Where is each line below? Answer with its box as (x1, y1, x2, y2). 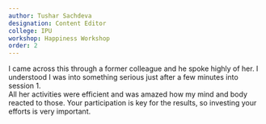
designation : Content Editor (8, 19, 107, 27)
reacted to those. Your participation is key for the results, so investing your (8, 98, 257, 108)
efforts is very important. (8, 106, 91, 117)
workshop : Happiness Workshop (8, 34, 111, 43)
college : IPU (8, 27, 53, 35)
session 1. (8, 81, 42, 91)
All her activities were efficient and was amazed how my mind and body (8, 89, 248, 99)
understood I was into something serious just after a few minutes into (8, 72, 239, 82)
